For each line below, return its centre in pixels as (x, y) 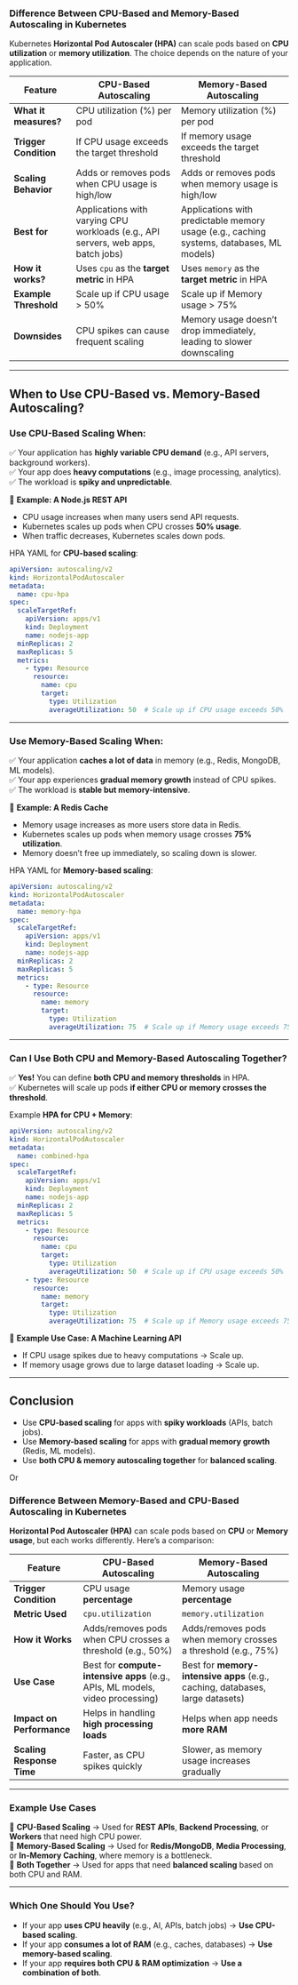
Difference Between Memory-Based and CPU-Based (124, 1501)
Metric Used (40, 1614)
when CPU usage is (117, 184)
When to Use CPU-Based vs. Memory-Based (135, 394)
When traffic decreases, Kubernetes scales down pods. (124, 535)
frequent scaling (110, 342)
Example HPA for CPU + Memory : (71, 1115)
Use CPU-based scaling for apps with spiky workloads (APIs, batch (147, 1422)
